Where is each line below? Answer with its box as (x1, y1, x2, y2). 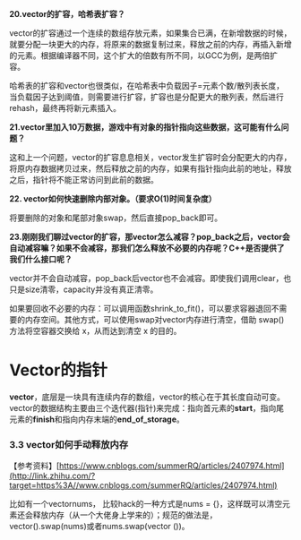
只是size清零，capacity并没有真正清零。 (9, 284, 159, 295)
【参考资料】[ (9, 460, 60, 471)
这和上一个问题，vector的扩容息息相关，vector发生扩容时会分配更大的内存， (9, 152, 292, 162)
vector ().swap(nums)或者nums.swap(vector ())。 (9, 521, 190, 532)
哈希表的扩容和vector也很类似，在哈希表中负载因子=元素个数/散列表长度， (9, 81, 285, 90)
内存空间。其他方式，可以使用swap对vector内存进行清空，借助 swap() (24, 314, 285, 325)
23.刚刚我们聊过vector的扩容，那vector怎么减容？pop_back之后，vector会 (9, 232, 291, 242)
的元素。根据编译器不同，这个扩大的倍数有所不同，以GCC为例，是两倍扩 (9, 50, 278, 61)
